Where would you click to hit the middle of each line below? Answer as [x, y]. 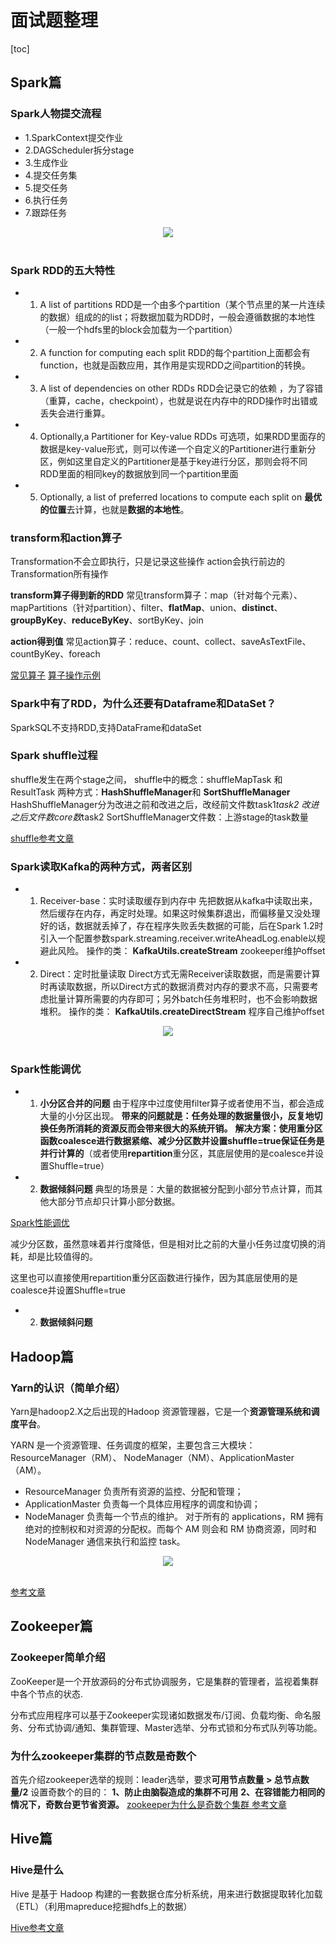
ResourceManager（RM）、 [66, 1458]
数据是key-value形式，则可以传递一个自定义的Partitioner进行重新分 [178, 448]
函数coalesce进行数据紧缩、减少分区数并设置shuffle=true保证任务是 [182, 1141]
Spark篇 [36, 82]
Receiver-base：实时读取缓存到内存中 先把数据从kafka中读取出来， [178, 901]
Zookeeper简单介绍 [58, 1658]
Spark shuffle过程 [54, 756]
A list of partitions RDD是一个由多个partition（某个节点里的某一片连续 [182, 304]
